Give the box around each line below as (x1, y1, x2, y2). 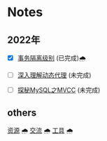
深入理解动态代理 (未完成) (17, 71, 92, 79)
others (7, 107, 37, 119)
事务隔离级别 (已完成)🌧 (17, 54, 86, 62)
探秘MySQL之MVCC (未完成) (17, 86, 101, 95)
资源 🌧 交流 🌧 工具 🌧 (7, 126, 73, 134)
